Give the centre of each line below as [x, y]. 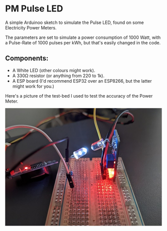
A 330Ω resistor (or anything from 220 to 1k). [58, 76]
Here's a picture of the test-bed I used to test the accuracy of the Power [79, 96]
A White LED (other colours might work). [54, 70]
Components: [27, 58]
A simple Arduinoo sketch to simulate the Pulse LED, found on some [75, 22]
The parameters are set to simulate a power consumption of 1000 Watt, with [83, 37]
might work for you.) [33, 86]
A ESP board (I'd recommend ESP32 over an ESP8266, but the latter [82, 81]
